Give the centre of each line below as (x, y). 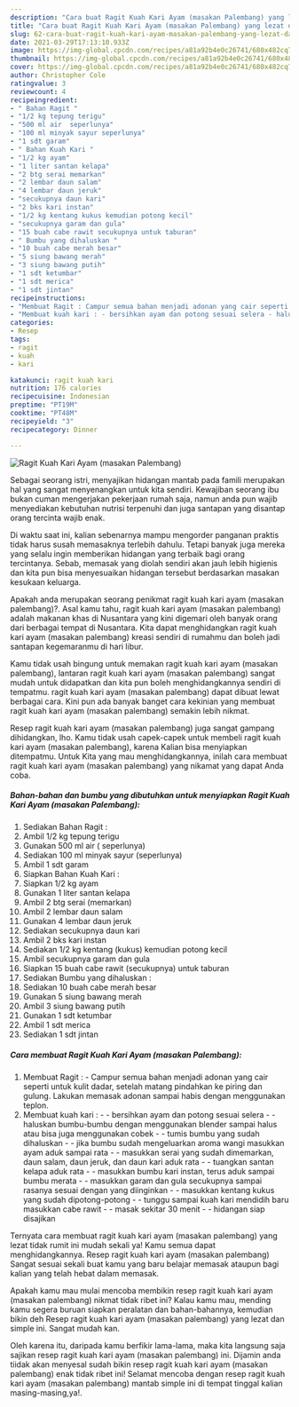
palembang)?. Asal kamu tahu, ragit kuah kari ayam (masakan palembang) (146, 608)
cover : (22, 67)
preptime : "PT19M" (44, 405)
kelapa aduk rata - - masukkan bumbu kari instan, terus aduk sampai (149, 1172)
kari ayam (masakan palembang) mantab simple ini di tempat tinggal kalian (146, 1383)
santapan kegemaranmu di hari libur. (77, 646)
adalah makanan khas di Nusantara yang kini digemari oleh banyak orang (144, 618)
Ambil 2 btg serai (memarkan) (77, 903)
